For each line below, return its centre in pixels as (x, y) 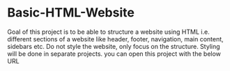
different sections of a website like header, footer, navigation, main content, (116, 39)
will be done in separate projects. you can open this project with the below (114, 54)
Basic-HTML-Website (71, 13)
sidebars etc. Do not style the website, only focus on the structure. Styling (114, 46)
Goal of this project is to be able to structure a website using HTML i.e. (109, 32)
